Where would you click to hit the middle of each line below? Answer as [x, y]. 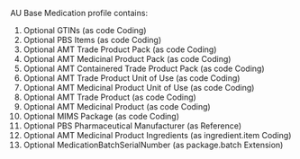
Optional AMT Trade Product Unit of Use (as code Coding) [132, 78]
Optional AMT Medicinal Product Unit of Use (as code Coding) [139, 88]
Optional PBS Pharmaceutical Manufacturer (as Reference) [132, 126]
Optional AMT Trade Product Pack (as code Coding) [120, 49]
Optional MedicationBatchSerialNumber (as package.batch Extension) [153, 145]
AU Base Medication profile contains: [79, 13]
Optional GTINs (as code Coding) [85, 30]
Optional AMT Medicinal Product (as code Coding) [117, 106]
